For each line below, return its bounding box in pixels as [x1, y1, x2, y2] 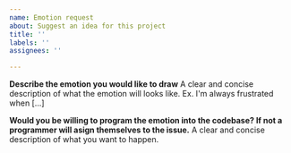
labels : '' [9, 38, 50, 47]
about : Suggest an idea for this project [9, 21, 167, 30]
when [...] [9, 98, 45, 108]
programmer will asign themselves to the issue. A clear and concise [9, 124, 266, 135]
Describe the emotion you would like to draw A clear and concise [9, 79, 253, 89]
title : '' [9, 30, 47, 38]
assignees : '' [9, 47, 63, 55]
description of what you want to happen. [9, 134, 159, 145]
